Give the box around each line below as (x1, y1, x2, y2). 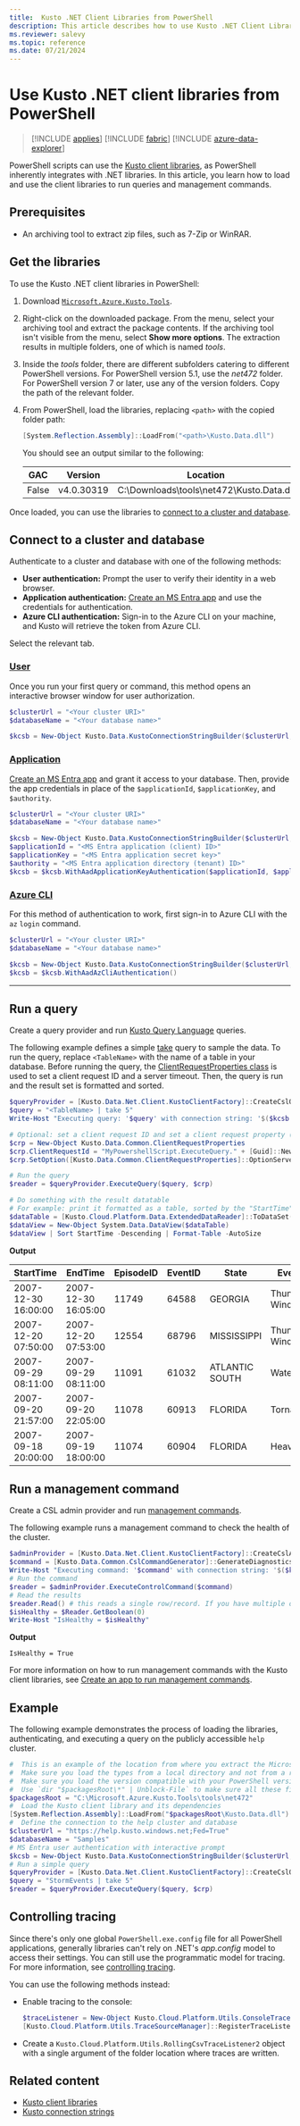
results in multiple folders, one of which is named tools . (21, 341, 226, 352)
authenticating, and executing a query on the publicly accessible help (9, 1734, 265, 1745)
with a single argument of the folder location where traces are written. (21, 2047, 279, 2058)
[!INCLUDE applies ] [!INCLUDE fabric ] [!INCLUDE (30, 133, 212, 144)
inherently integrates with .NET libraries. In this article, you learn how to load (9, 170, 290, 180)
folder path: (21, 414, 65, 424)
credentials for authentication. (21, 602, 133, 613)
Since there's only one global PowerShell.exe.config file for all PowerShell (9, 1933, 283, 1944)
